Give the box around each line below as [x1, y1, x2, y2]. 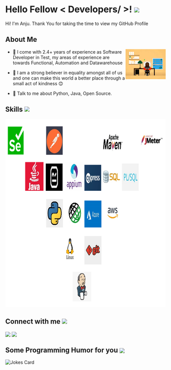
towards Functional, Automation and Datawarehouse [12, 60, 123, 66]
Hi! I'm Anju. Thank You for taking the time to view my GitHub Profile [5, 20, 149, 27]
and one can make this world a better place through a [12, 75, 125, 81]
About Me [5, 35, 37, 44]
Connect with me [5, 317, 61, 326]
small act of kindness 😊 [12, 80, 64, 86]
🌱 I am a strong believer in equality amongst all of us [12, 69, 123, 76]
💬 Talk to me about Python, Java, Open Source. [12, 90, 112, 96]
